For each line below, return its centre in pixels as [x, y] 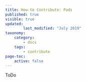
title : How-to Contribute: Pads [39, 10]
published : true [22, 14]
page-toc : [15, 56]
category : [24, 38]
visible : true [20, 19]
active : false [29, 61]
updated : [14, 24]
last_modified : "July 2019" [52, 28]
